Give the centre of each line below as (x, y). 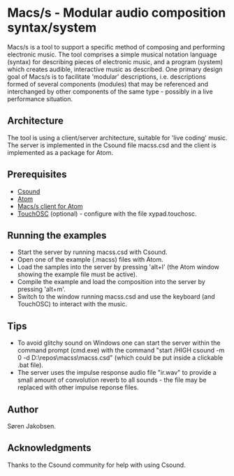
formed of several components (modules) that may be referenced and (108, 84)
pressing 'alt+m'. (42, 289)
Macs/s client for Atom (50, 206)
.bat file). (30, 365)
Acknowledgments (50, 448)
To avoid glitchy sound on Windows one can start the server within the (119, 343)
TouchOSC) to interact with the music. (72, 304)
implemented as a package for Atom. (60, 152)
